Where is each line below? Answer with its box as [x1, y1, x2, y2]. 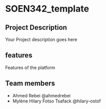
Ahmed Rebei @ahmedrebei [12, 92, 71, 98]
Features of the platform [5, 64, 55, 71]
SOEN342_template [5, 3, 89, 15]
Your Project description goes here [5, 36, 77, 42]
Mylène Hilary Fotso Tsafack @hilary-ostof [12, 98, 101, 104]
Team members [5, 79, 55, 88]
